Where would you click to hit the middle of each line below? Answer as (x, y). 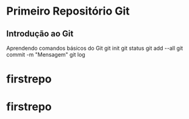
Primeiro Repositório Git (68, 11)
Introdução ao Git (40, 34)
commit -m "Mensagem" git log (46, 55)
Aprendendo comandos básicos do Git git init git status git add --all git (95, 48)
